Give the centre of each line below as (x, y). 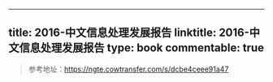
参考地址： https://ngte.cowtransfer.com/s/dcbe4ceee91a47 (128, 69)
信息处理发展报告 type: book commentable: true (142, 48)
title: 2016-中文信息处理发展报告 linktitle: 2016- (129, 33)
